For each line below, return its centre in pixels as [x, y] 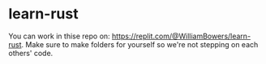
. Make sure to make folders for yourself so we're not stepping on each [140, 44]
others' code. [31, 53]
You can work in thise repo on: [60, 36]
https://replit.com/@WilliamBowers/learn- [182, 36]
